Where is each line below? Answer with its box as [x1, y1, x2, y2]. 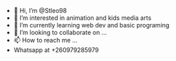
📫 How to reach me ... [13, 36, 78, 44]
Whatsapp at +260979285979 [13, 46, 99, 54]
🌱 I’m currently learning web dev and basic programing [13, 21, 170, 29]
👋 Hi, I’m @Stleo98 [13, 7, 67, 14]
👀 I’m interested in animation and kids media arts [13, 14, 152, 22]
